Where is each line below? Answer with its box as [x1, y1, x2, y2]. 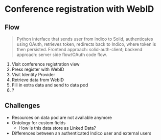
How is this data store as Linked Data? [19, 125, 96, 131]
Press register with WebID [11, 66, 65, 72]
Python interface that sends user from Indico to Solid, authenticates [16, 36, 153, 42]
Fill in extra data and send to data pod [11, 82, 89, 88]
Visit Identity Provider [11, 72, 55, 77]
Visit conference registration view [11, 61, 80, 67]
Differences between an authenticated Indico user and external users [11, 130, 152, 136]
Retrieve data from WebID [11, 77, 64, 83]
